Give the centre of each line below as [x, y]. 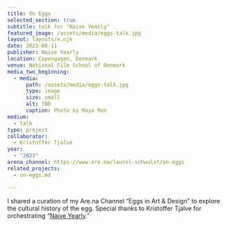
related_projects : [34, 168]
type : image [43, 91]
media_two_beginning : [39, 72]
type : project [28, 130]
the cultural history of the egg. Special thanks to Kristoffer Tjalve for [104, 208]
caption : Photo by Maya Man [66, 110]
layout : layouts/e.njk [40, 40]
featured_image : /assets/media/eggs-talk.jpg [74, 33]
